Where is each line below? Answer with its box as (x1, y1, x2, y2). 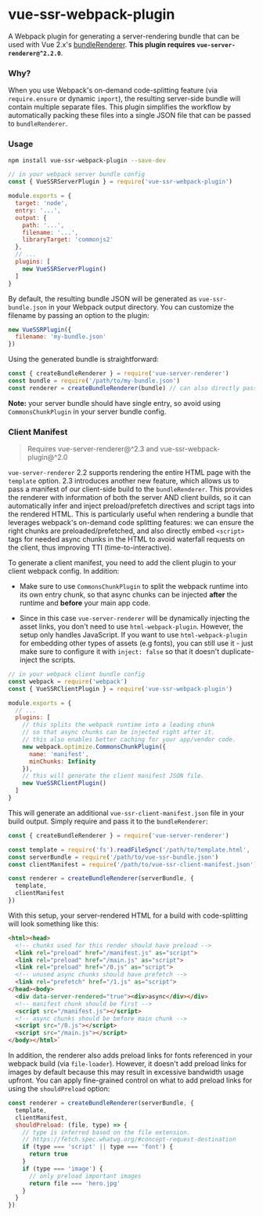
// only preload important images (28, 1172, 142, 1180)
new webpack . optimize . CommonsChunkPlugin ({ (22, 743, 167, 750)
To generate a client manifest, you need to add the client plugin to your (8, 558, 236, 568)
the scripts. (38, 655, 76, 665)
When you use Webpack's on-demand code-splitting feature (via (8, 86, 218, 95)
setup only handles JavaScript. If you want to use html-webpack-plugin (19, 630, 248, 640)
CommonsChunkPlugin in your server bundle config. (8, 407, 167, 416)
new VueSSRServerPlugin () (22, 265, 107, 272)
